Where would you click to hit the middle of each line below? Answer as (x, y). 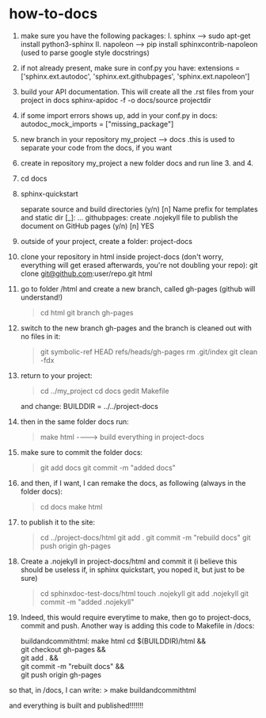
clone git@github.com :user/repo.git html (86, 273)
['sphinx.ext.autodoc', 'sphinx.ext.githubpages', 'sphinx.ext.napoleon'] (135, 76)
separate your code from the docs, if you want (96, 147)
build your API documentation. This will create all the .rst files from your (137, 91)
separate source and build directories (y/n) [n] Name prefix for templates (139, 209)
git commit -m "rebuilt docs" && (72, 666)
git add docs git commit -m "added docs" (108, 468)
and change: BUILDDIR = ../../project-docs (89, 406)
